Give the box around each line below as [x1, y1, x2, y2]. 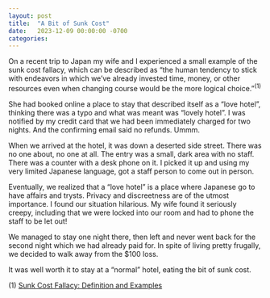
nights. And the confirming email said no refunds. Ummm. [8, 124, 200, 134]
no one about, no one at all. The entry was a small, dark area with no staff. [8, 149, 255, 158]
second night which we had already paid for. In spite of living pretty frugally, [8, 240, 261, 250]
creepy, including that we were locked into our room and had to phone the [8, 208, 254, 217]
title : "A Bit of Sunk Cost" [8, 19, 110, 27]
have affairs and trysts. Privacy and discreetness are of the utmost [8, 191, 230, 200]
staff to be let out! [8, 216, 68, 226]
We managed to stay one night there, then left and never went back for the [8, 232, 256, 241]
